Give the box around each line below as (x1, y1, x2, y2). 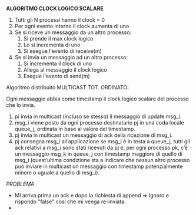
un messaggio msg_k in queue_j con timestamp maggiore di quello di (14, 150, 182, 157)
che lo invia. (6, 102, 35, 108)
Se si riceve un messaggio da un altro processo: (14, 29, 132, 36)
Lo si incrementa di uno (23, 41, 81, 48)
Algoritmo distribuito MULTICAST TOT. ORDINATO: (6, 84, 129, 90)
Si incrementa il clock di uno (23, 60, 92, 67)
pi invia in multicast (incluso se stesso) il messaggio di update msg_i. (14, 113, 182, 120)
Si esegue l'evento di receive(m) (23, 48, 102, 55)
